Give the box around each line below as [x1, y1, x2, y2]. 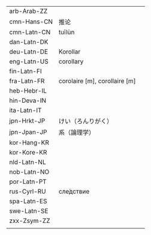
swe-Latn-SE [9, 207, 49, 215]
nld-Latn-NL [9, 158, 46, 166]
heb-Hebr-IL [9, 87, 47, 95]
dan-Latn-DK [9, 38, 49, 46]
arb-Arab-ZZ [9, 7, 48, 15]
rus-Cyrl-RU [9, 188, 46, 195]
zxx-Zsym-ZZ [9, 216, 50, 225]
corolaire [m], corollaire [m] [58, 77, 136, 85]
